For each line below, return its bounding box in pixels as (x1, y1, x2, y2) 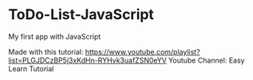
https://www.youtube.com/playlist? (85, 47, 201, 56)
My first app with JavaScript (8, 32, 101, 41)
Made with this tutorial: (8, 47, 84, 56)
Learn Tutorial (8, 63, 54, 73)
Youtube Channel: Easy (168, 55, 245, 65)
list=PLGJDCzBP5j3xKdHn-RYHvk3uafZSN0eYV (8, 55, 168, 65)
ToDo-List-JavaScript (8, 6, 154, 24)
